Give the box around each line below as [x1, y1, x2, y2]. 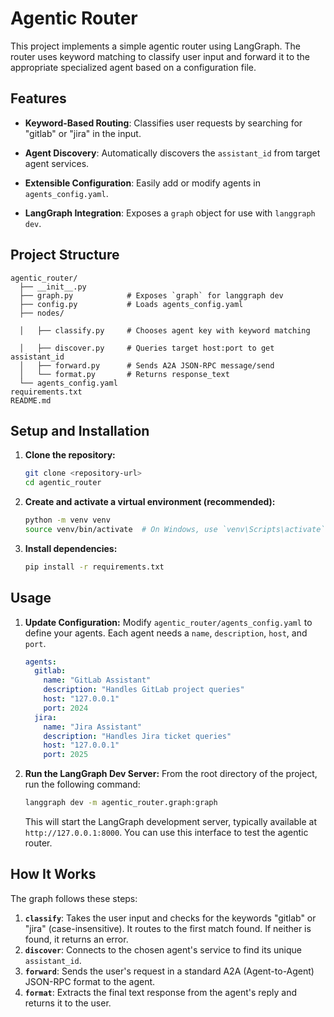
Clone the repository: [24, 449, 116, 461]
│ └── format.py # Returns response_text [19, 369, 230, 379]
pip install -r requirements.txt [24, 562, 165, 572]
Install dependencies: [24, 542, 118, 554]
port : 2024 [43, 703, 89, 713]
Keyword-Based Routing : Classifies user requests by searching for [24, 117, 303, 129]
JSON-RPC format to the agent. [24, 975, 156, 987]
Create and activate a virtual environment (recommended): [24, 496, 276, 508]
